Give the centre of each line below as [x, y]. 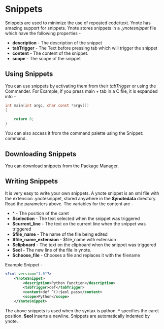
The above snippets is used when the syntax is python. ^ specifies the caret [82, 311]
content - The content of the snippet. [50, 53]
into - [11, 96]
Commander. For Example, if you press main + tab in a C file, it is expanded [82, 91]
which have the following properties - [43, 33]
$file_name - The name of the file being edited [60, 234]
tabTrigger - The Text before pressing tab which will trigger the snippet [85, 48]
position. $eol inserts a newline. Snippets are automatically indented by [78, 316]
